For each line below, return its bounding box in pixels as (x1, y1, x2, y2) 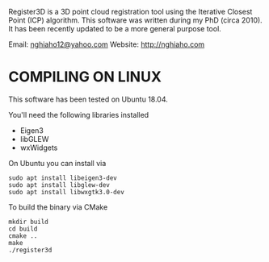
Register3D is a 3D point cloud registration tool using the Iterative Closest (8, 7, 253, 16)
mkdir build (8, 218, 48, 226)
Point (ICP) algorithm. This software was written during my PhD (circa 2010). (8, 15, 263, 25)
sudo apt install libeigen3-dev (8, 173, 117, 182)
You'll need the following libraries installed (8, 110, 149, 119)
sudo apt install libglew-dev (8, 181, 111, 189)
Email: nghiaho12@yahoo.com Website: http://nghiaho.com (8, 40, 205, 49)
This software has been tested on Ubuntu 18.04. (8, 94, 168, 104)
